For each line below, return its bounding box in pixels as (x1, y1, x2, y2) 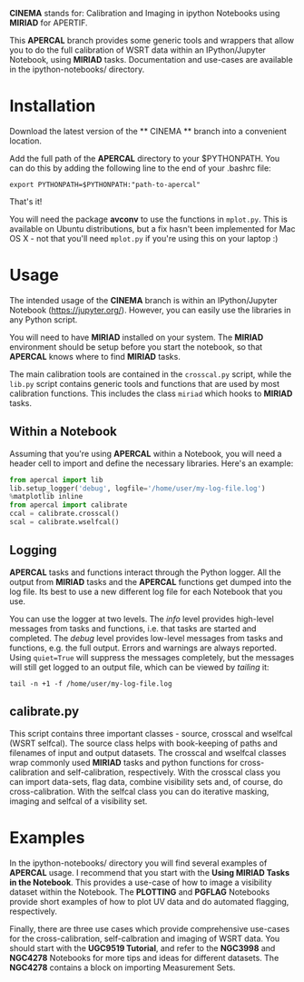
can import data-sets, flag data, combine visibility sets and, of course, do (9, 776, 283, 787)
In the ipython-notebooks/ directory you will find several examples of (9, 858, 268, 868)
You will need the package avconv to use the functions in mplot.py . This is (9, 213, 289, 224)
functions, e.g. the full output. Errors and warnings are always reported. (9, 642, 277, 653)
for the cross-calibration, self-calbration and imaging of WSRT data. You (9, 933, 280, 944)
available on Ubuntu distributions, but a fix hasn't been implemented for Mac (9, 223, 296, 234)
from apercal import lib (9, 475, 103, 484)
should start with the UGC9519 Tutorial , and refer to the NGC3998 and (9, 942, 276, 953)
